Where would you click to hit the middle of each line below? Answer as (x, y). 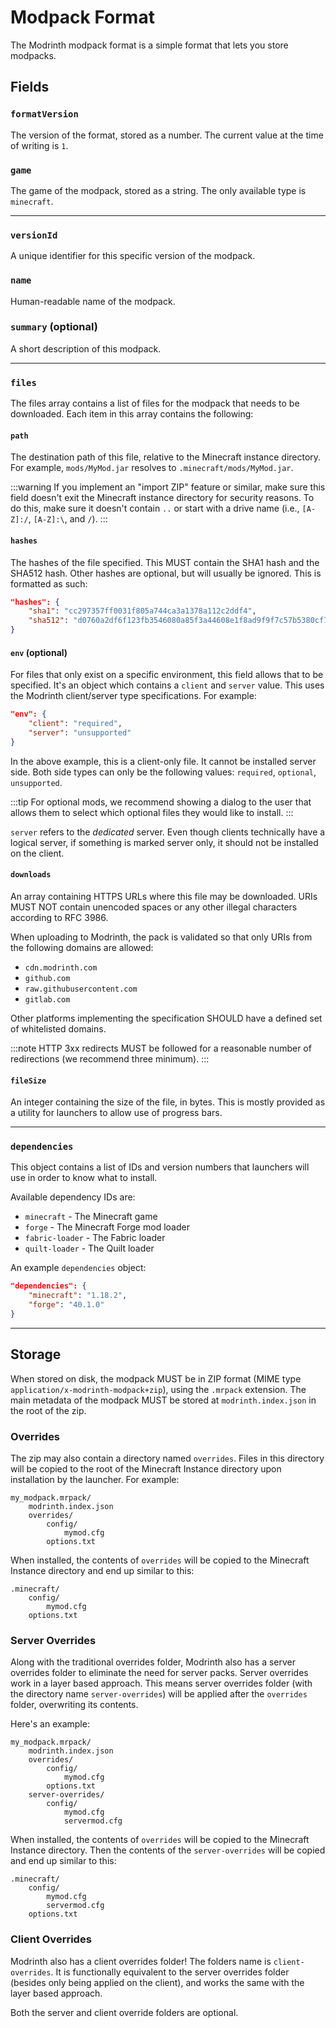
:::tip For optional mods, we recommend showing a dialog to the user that (161, 802)
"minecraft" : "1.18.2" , (78, 1296)
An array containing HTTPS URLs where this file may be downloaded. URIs (164, 896)
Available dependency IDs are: (73, 1197)
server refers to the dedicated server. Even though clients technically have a (168, 832)
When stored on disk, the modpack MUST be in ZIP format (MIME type (156, 1378)
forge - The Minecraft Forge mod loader (107, 1227)
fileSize (28, 1081)
